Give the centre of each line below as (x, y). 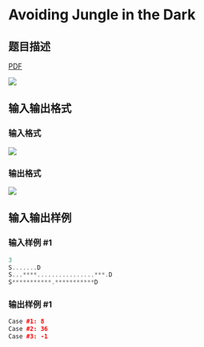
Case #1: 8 (26, 322)
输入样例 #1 (30, 243)
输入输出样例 (40, 218)
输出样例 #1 (30, 304)
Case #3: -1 (28, 337)
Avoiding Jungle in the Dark (102, 15)
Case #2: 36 (28, 329)
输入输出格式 (40, 109)
